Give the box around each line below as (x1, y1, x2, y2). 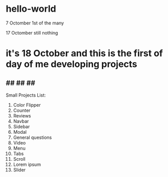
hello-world (6, 3, 57, 15)
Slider (13, 166, 26, 173)
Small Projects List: (6, 92, 46, 98)
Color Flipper (13, 102, 41, 108)
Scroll (13, 156, 26, 162)
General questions (13, 134, 52, 140)
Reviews (13, 112, 31, 119)
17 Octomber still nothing (6, 29, 58, 36)
